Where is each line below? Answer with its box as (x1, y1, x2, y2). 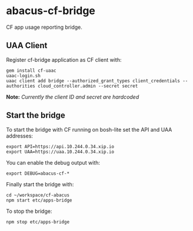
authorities (6, 83, 35, 89)
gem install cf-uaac (6, 68, 57, 73)
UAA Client (6, 41, 48, 51)
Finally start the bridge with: (6, 180, 74, 188)
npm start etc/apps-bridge (6, 197, 72, 203)
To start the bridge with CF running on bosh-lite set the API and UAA (6, 126, 172, 133)
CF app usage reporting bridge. (6, 24, 82, 31)
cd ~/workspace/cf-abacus (6, 192, 69, 198)
